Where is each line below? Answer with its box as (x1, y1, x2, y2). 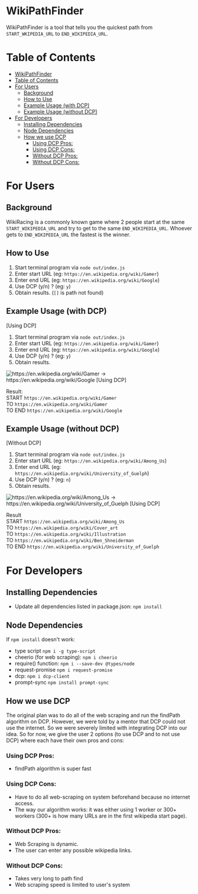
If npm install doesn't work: (6, 636, 75, 643)
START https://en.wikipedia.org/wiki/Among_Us (6, 518, 125, 525)
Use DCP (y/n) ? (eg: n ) (14, 476, 71, 483)
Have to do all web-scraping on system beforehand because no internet (14, 793, 190, 800)
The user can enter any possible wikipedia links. (14, 847, 132, 854)
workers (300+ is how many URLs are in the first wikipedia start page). (14, 812, 187, 819)
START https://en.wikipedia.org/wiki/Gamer (6, 394, 117, 401)
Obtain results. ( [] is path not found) (14, 289, 104, 296)
